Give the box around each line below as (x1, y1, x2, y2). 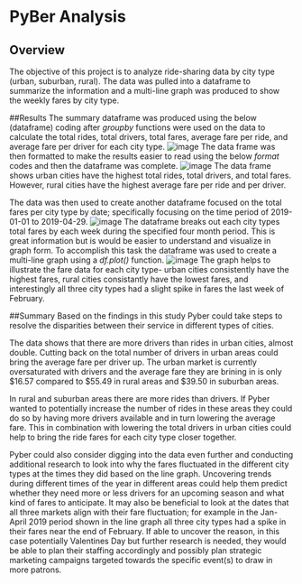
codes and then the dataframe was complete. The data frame (9, 161, 272, 171)
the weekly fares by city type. (9, 95, 120, 106)
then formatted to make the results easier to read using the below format (9, 151, 279, 162)
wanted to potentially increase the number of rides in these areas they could (9, 403, 293, 413)
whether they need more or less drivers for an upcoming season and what (9, 487, 285, 498)
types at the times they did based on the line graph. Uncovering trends (9, 468, 272, 479)
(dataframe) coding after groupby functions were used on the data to (9, 122, 266, 133)
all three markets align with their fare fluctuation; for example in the (9, 507, 259, 517)
